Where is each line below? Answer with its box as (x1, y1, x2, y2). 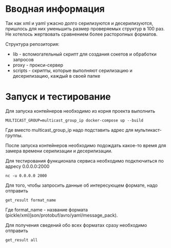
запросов (12, 56, 34, 62)
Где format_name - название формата (5, 206, 88, 212)
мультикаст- (134, 127, 162, 133)
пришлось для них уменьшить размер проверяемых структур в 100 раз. (5, 25, 165, 31)
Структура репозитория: (5, 41, 60, 47)
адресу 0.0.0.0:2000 (5, 163, 50, 169)
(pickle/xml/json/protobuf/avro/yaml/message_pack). (5, 212, 118, 218)
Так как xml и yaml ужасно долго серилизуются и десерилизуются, (5, 20, 154, 26)
